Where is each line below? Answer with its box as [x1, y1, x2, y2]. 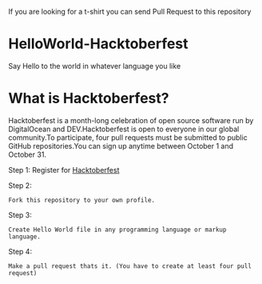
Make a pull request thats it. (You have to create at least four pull [8, 262, 252, 270]
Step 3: [8, 210, 32, 219]
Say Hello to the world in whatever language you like [8, 61, 181, 70]
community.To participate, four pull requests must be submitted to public [8, 132, 248, 142]
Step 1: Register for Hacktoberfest [8, 165, 120, 174]
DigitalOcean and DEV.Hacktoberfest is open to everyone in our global [8, 124, 240, 134]
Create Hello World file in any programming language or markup [8, 226, 227, 234]
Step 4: [8, 246, 33, 256]
